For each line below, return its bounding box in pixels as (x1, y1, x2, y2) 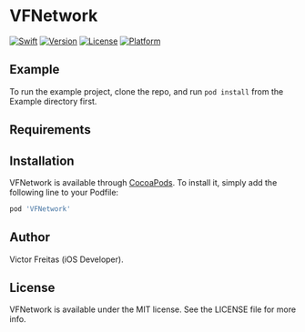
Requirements (9, 122, 91, 137)
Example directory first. (9, 96, 97, 106)
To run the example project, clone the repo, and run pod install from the (9, 86, 284, 96)
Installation (9, 153, 75, 168)
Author (9, 229, 50, 246)
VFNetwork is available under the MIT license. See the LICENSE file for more (9, 304, 297, 315)
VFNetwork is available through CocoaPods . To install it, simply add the (9, 176, 278, 187)
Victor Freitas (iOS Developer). (9, 254, 125, 265)
